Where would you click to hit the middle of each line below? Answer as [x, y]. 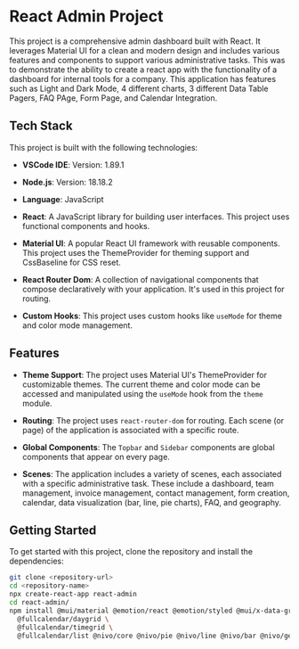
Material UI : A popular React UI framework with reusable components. [151, 243]
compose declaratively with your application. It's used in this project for [153, 289]
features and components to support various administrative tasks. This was [147, 60]
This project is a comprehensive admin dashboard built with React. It [135, 41]
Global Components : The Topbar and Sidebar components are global [149, 447]
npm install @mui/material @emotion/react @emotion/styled [121, 611]
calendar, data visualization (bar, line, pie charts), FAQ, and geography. [152, 502]
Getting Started [53, 530]
